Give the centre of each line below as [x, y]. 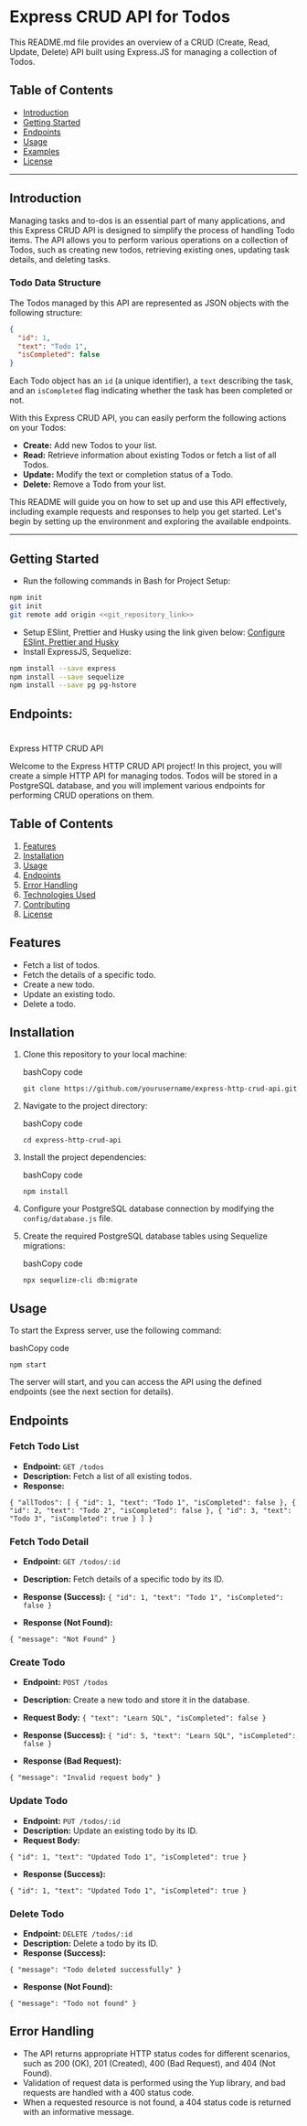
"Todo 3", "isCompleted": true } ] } [81, 1519]
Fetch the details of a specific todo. [89, 974]
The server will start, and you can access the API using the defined [136, 1382]
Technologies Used [59, 895]
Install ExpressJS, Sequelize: [77, 651]
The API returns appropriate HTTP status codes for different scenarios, [156, 2053]
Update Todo [39, 1801]
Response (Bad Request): [72, 1761]
